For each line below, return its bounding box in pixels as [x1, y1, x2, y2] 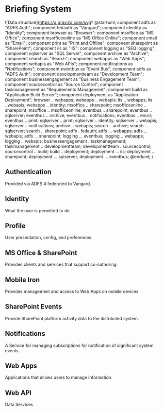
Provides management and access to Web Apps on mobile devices [5, 289, 139, 294]
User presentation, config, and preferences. [5, 235, 93, 240]
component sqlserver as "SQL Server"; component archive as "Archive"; [5, 50, 150, 56]
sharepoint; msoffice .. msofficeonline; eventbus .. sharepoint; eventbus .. [5, 107, 152, 113]
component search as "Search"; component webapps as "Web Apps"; [5, 55, 146, 61]
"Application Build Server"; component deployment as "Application [5, 91, 138, 98]
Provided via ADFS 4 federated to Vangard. [5, 181, 91, 187]
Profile [5, 222, 26, 230]
